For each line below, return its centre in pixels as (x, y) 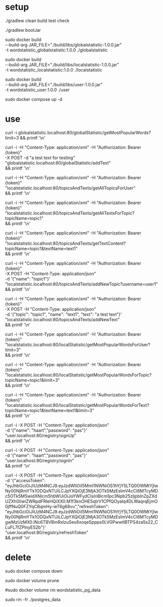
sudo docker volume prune (32, 580)
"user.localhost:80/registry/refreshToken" (47, 532)
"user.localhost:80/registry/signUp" (41, 435)
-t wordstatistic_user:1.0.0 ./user (37, 90)
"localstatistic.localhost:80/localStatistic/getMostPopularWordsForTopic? (78, 375)
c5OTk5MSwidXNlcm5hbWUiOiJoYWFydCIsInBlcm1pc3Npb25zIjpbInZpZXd (81, 496)
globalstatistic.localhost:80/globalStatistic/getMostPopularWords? (84, 132)
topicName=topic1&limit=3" (32, 380)
